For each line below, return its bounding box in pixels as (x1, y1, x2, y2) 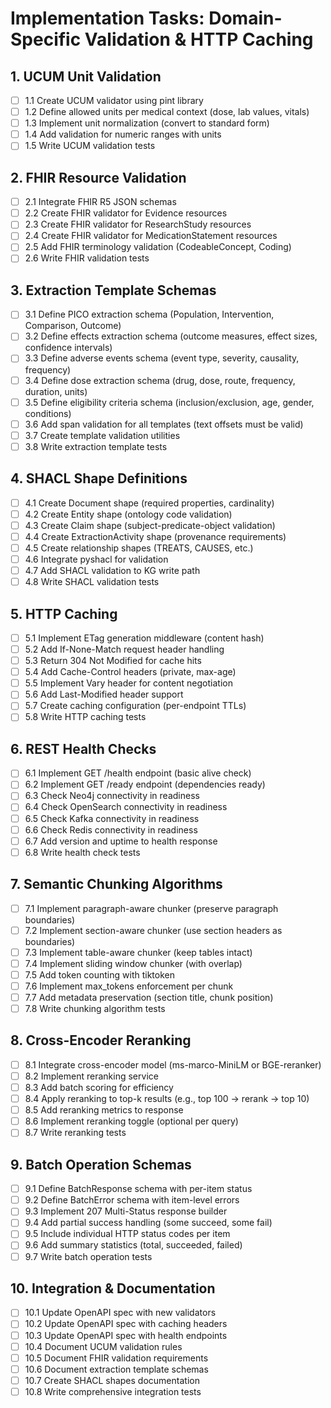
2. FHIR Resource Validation (10, 169, 187, 186)
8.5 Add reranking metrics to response (24, 1104, 184, 1116)
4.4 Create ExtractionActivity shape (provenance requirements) (24, 530, 287, 542)
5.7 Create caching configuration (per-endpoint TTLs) (24, 700, 247, 712)
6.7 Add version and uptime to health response (24, 835, 218, 847)
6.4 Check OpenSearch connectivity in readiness (24, 801, 228, 813)
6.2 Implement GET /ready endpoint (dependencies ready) (24, 778, 266, 791)
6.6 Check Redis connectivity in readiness (24, 823, 198, 836)
